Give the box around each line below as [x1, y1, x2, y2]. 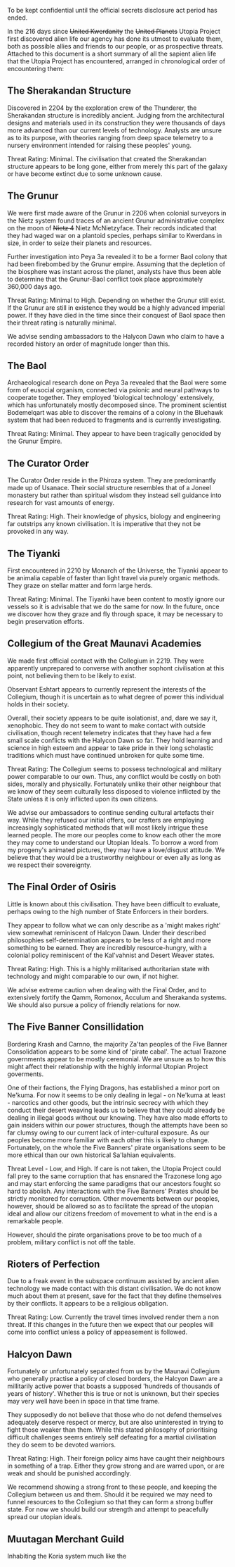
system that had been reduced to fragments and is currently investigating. [7, 416, 222, 425]
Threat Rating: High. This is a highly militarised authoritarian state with [7, 964, 210, 973]
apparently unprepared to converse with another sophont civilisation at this [7, 663, 224, 672]
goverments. [7, 1070, 44, 1078]
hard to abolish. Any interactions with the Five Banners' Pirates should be [7, 1187, 219, 1195]
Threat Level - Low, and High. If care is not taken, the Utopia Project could [7, 1164, 222, 1173]
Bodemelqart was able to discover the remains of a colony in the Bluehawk [7, 408, 223, 417]
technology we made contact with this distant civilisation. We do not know [7, 1285, 222, 1293]
